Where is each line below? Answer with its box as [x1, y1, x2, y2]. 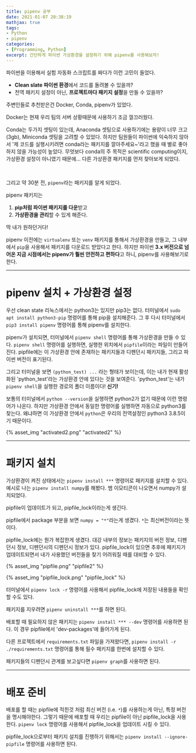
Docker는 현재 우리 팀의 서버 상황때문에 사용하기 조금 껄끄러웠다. [6, 114, 154, 121]
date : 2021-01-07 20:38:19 [6, 14, 72, 20]
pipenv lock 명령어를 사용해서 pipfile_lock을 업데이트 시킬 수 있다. [18, 721, 171, 728]
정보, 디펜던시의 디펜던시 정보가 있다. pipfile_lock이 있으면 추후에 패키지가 [16, 544, 186, 551]
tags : [6, 25, 19, 31]
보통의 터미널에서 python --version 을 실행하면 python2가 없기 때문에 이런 [6, 395, 177, 402]
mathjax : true [6, 19, 41, 25]
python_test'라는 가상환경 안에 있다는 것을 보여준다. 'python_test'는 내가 [18, 375, 185, 382]
